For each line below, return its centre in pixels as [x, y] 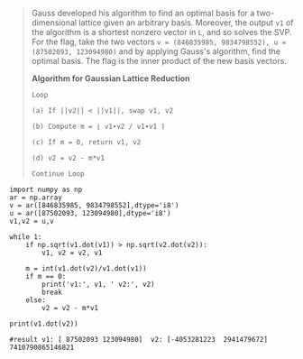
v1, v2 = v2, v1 [72, 253]
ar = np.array [36, 198]
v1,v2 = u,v [32, 221]
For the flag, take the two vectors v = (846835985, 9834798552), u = [159, 41]
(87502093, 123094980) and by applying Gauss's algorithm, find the [156, 51]
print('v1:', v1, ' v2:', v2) [98, 284]
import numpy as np [46, 189]
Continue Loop [58, 174]
